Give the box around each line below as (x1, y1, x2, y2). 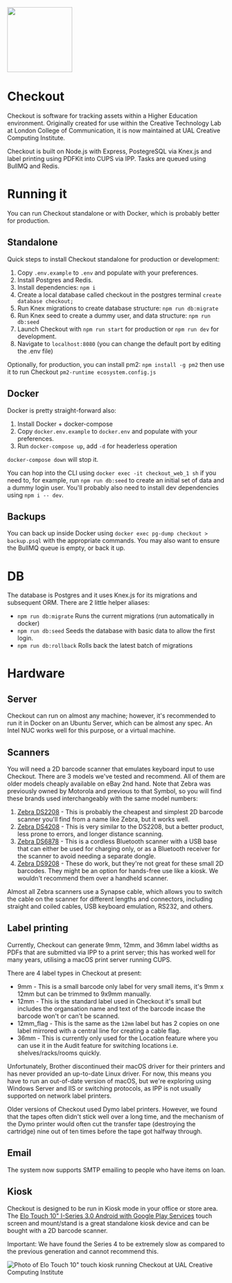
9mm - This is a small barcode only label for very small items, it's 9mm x (17, 982, 224, 990)
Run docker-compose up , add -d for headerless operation (17, 442, 178, 450)
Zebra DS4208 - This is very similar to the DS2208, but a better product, (17, 823, 224, 831)
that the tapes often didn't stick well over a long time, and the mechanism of (7, 1112, 224, 1121)
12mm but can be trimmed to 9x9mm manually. (17, 990, 152, 998)
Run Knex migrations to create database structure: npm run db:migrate (17, 304, 219, 312)
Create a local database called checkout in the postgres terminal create (17, 291, 222, 299)
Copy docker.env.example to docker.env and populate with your (17, 427, 198, 436)
